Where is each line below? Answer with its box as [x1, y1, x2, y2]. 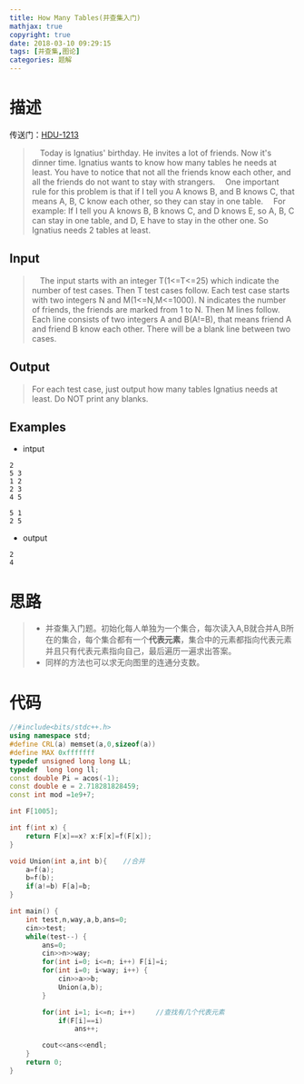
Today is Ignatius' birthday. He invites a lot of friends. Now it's [39, 147, 272, 158]
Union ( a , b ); [57, 982, 103, 991]
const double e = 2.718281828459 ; [9, 782, 141, 791]
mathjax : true [9, 22, 64, 31]
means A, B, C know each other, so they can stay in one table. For [31, 195, 286, 206]
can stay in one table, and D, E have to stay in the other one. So [31, 214, 270, 225]
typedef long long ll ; [9, 765, 100, 774]
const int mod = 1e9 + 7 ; [9, 791, 95, 800]
